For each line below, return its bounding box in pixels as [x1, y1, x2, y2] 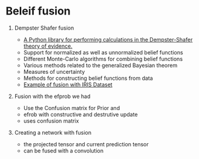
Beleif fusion [5, 4, 71, 18]
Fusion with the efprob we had [14, 92, 91, 100]
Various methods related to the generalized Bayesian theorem [23, 62, 178, 69]
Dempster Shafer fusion [14, 24, 74, 31]
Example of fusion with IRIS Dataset [23, 80, 113, 88]
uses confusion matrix [23, 117, 79, 125]
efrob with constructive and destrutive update [23, 111, 138, 118]
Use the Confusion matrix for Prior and [23, 104, 120, 111]
